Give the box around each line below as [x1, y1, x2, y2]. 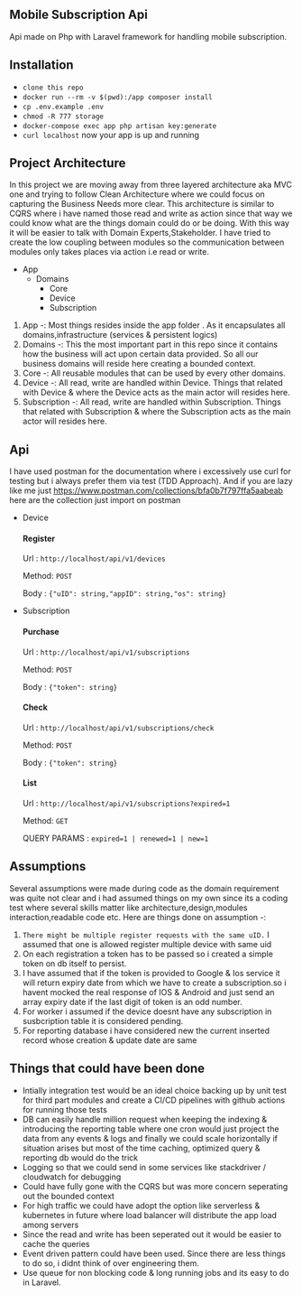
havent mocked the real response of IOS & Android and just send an [22, 986, 275, 997]
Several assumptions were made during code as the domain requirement [9, 882, 279, 893]
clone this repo [22, 83, 84, 92]
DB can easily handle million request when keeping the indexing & [22, 1113, 268, 1124]
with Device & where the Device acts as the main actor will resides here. [22, 387, 290, 398]
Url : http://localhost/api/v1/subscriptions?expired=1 [22, 798, 231, 809]
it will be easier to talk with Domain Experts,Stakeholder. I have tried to [9, 228, 271, 238]
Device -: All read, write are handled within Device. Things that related [22, 377, 283, 388]
